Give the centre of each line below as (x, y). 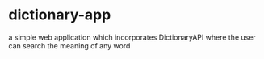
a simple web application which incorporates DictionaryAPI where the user (132, 37)
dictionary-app (60, 15)
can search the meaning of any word (69, 45)
